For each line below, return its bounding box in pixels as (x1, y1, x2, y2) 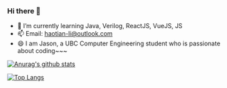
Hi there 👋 (7, 6, 42, 16)
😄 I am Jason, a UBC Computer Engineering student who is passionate (17, 39, 221, 47)
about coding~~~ (17, 47, 68, 55)
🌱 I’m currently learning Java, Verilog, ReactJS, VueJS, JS (17, 22, 183, 30)
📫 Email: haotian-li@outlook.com (17, 30, 113, 38)
